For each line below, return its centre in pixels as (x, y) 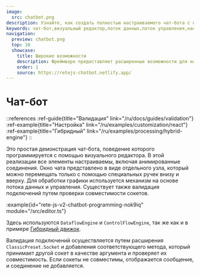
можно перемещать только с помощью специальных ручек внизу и (93, 174)
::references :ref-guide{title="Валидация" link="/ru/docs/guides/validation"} (100, 118)
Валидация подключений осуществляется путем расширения (85, 240)
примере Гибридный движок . (44, 229)
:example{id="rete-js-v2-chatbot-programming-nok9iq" (75, 205)
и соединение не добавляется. (45, 266)
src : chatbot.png (33, 17)
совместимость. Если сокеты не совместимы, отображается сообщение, (100, 260)
